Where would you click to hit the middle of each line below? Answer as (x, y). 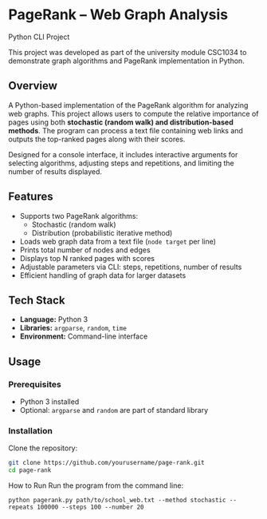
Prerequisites (35, 384)
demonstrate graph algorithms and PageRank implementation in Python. (126, 61)
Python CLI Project (39, 37)
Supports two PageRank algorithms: (79, 216)
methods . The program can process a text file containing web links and (126, 130)
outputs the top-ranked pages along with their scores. (97, 139)
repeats (21, 507)
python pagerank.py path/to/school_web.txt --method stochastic (117, 501)
